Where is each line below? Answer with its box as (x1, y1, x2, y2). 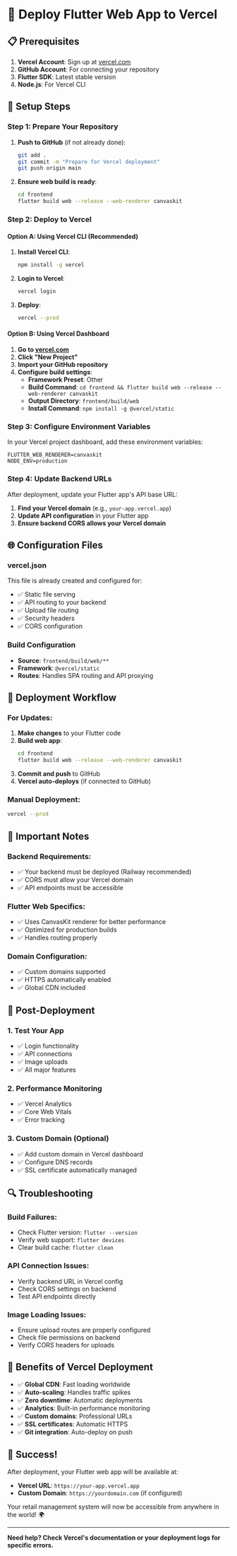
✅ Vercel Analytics (17, 1099, 72, 1108)
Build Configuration (7, 640, 76, 650)
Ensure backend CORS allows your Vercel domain (17, 519, 166, 527)
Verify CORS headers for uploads (17, 1341, 115, 1350)
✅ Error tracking (17, 1116, 65, 1124)
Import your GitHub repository (17, 361, 109, 369)
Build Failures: (7, 1212, 58, 1222)
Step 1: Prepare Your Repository (7, 122, 119, 131)
